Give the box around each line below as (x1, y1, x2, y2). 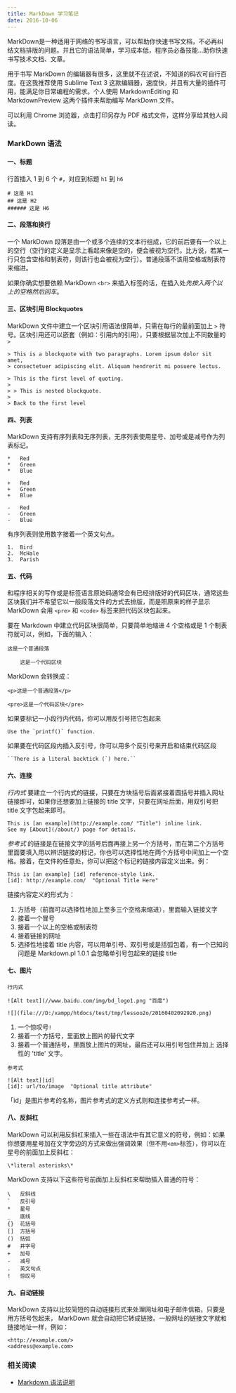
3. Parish (7, 556, 39, 563)
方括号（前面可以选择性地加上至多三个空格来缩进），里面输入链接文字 (17, 905, 218, 913)
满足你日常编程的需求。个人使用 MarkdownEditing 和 (25, 87, 178, 96)
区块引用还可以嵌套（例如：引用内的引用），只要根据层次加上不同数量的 (19, 331, 226, 339)
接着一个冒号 (17, 914, 55, 922)
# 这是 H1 (7, 190, 34, 197)
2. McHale (7, 550, 39, 557)
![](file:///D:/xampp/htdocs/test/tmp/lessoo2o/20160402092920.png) (7, 1009, 212, 1016)
